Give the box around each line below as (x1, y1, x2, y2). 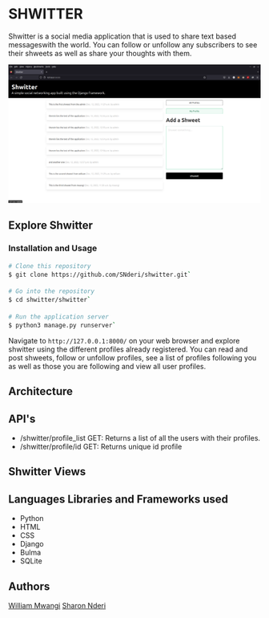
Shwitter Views (8, 465, 86, 478)
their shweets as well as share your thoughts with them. (8, 48, 192, 58)
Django (19, 539, 44, 549)
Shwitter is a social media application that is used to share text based (8, 31, 237, 41)
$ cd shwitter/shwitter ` (8, 296, 91, 304)
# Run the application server (8, 312, 110, 321)
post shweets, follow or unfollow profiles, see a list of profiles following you (8, 352, 257, 362)
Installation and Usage (8, 242, 98, 254)
